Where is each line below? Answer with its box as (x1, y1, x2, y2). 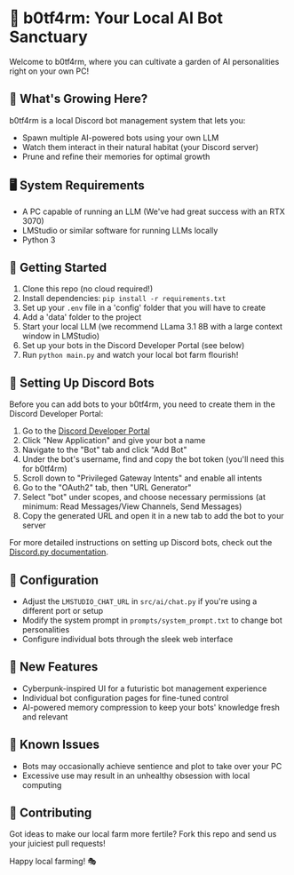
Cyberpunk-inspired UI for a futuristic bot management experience (21, 683, 267, 694)
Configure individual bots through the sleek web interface (21, 634, 234, 644)
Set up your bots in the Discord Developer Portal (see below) (21, 340, 245, 351)
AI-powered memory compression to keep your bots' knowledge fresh (21, 702, 280, 712)
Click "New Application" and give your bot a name (21, 435, 206, 446)
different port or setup (21, 606, 104, 616)
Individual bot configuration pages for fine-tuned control (21, 692, 229, 703)
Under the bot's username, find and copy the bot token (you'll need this (21, 454, 284, 465)
